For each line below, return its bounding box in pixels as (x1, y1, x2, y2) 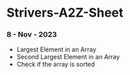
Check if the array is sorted (16, 60, 95, 69)
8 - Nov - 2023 (6, 30, 57, 40)
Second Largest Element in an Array (16, 53, 120, 61)
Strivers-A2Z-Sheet (6, 5, 124, 21)
